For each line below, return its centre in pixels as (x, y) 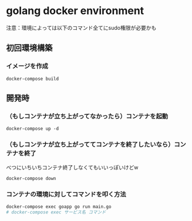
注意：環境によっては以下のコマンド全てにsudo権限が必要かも (81, 28)
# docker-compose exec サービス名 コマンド (56, 212)
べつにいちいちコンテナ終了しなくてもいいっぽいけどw (73, 167)
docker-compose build (33, 79)
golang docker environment (75, 11)
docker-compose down (31, 178)
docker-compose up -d (33, 129)
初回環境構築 (29, 48)
